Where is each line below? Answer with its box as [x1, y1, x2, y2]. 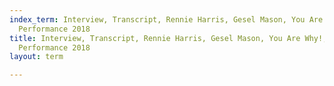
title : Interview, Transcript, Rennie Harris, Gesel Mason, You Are [9, 33, 301, 43]
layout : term [9, 52, 64, 62]
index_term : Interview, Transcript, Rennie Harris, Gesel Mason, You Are [9, 14, 324, 25]
